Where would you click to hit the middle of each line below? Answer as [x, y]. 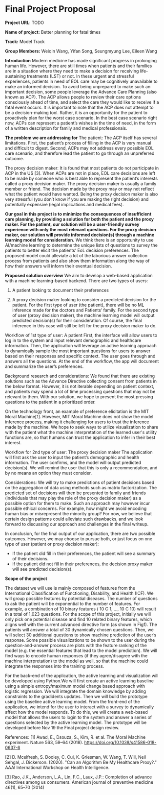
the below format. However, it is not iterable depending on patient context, [80, 386]
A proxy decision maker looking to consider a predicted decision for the [84, 299]
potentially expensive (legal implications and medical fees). [64, 204]
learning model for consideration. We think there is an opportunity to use [79, 240]
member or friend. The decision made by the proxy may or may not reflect [80, 189]
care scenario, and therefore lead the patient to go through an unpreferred [80, 153]
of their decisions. [30, 558]
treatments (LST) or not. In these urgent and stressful [80, 76]
